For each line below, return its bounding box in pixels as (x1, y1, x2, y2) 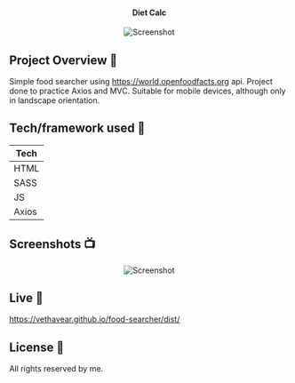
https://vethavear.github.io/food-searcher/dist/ (9, 314, 180, 324)
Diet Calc (132, 7, 167, 18)
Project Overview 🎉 (9, 52, 118, 68)
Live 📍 (9, 291, 44, 306)
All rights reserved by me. (9, 363, 104, 374)
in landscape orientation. (9, 95, 100, 106)
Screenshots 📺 (9, 236, 96, 252)
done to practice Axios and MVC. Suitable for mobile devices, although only (9, 85, 286, 97)
